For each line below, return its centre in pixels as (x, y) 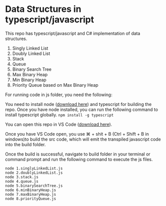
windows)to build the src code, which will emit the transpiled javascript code (83, 139)
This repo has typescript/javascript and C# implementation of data (73, 33)
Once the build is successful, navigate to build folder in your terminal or (78, 154)
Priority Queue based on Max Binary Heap (55, 85)
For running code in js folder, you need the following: (59, 95)
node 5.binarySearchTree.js (34, 186)
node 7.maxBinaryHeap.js (31, 194)
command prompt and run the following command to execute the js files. (79, 159)
